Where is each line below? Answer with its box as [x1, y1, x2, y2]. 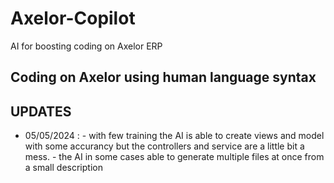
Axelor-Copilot [10, 7, 136, 30]
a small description [24, 162, 103, 174]
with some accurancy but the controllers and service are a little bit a [24, 140, 305, 152]
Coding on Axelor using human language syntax [10, 69, 317, 86]
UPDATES [10, 103, 72, 120]
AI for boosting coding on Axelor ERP [10, 40, 163, 52]
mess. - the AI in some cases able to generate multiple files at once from [24, 151, 325, 163]
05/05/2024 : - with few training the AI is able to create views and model [24, 130, 325, 142]
